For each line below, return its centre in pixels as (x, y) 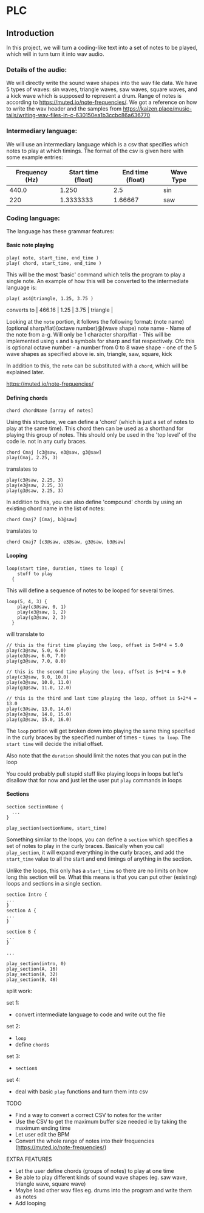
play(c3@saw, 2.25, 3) (35, 480)
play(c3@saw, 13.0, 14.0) (39, 709)
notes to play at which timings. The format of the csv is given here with (95, 151)
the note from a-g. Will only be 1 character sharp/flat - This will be (89, 335)
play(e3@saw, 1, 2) (42, 612)
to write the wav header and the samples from (64, 109)
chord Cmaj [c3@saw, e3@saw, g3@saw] (54, 453)
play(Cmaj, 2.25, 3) (32, 458)
